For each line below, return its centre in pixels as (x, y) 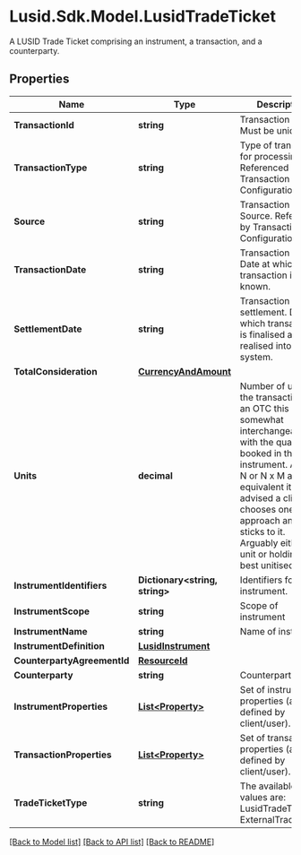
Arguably (259, 542)
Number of (262, 385)
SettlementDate (48, 329)
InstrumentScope (52, 611)
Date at (255, 263)
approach (260, 520)
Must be (257, 130)
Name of (258, 631)
